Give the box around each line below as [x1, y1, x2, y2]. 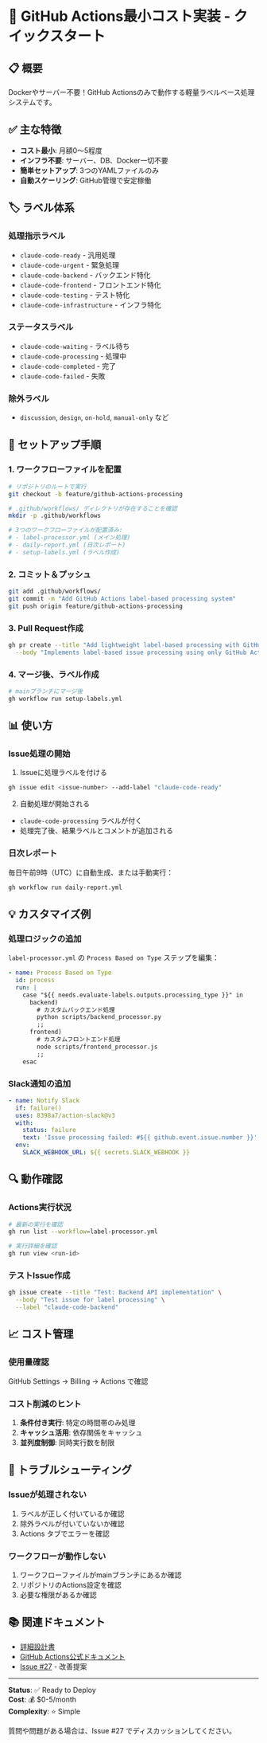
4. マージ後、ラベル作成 [8, 668, 99, 680]
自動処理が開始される [19, 799, 90, 809]
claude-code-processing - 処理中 [19, 351, 127, 361]
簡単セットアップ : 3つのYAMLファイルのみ [19, 165, 160, 175]
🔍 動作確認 [8, 1173, 64, 1186]
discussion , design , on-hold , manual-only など [19, 413, 169, 422]
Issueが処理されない [8, 1489, 87, 1500]
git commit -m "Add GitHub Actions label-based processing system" [8, 594, 237, 602]
